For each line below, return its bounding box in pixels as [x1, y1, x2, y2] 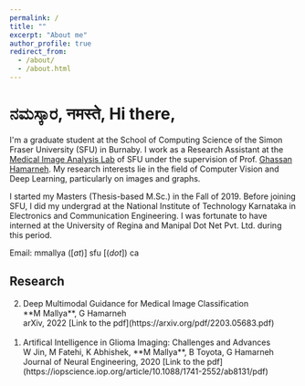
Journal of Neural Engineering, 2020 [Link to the [22, 356, 205, 367]
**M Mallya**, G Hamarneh [22, 308, 127, 318]
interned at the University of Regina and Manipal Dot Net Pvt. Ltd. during [9, 220, 282, 231]
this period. [9, 229, 53, 240]
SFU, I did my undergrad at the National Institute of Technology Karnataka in [9, 200, 297, 211]
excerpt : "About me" [9, 30, 89, 39]
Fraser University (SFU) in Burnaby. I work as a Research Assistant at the [9, 143, 284, 155]
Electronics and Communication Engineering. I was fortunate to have [9, 210, 268, 221]
